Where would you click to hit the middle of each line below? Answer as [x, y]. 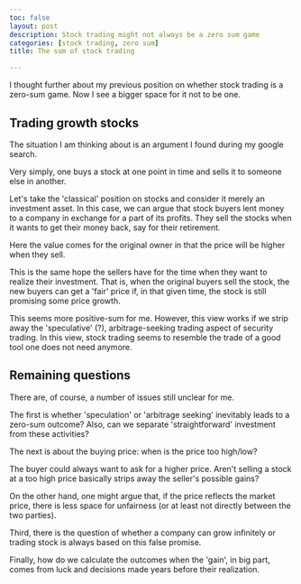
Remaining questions [70, 375]
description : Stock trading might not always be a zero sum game [134, 34]
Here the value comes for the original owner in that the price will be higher [147, 245]
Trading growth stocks [74, 123]
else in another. [38, 181]
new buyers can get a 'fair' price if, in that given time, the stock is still [138, 291]
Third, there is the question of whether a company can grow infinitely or [143, 533]
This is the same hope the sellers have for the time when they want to [138, 272]
